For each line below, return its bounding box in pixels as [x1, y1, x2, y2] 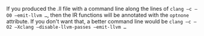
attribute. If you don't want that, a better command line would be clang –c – [6, 18, 197, 25]
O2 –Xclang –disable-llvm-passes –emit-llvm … [6, 24, 127, 30]
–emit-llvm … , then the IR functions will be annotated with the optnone [14, 11, 189, 19]
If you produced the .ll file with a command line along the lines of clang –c [6, 5, 192, 12]
